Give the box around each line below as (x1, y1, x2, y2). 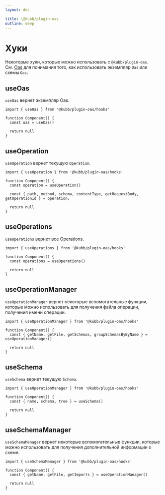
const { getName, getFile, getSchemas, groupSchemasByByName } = (9, 332, 148, 337)
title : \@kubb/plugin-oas (5, 16, 59, 21)
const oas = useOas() (9, 120, 55, 125)
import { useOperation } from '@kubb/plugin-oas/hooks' (5, 169, 123, 175)
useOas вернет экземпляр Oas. (5, 97, 70, 103)
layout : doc (5, 7, 30, 12)
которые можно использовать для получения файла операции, (5, 304, 140, 310)
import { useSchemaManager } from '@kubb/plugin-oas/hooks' (5, 459, 133, 465)
